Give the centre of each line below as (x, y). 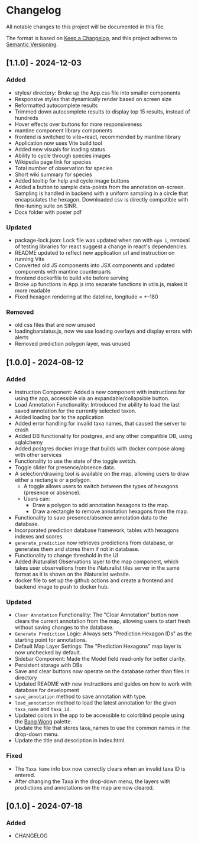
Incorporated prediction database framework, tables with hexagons (97, 530)
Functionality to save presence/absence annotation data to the (91, 517)
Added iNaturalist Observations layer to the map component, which (97, 561)
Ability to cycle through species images (63, 155)
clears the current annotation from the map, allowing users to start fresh (103, 621)
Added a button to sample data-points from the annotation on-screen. (100, 187)
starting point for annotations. (51, 640)
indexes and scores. (39, 536)
